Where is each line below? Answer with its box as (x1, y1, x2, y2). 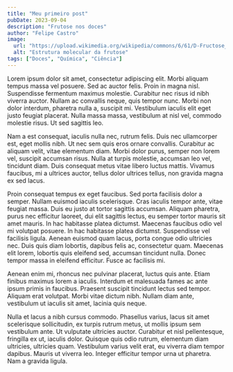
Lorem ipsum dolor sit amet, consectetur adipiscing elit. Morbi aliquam (7, 74, 209, 83)
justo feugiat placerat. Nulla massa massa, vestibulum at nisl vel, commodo (7, 111, 222, 119)
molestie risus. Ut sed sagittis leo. (7, 119, 104, 127)
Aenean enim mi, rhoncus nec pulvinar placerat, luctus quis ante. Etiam (7, 269, 210, 278)
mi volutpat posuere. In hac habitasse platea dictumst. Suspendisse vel (7, 226, 210, 235)
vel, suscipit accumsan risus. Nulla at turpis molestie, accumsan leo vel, (7, 154, 212, 162)
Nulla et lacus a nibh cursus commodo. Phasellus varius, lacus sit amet (7, 312, 210, 321)
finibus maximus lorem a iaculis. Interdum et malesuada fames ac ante (7, 277, 208, 285)
